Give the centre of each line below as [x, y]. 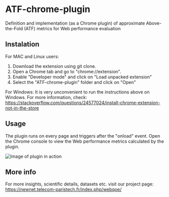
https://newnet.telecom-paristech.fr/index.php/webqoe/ [64, 189]
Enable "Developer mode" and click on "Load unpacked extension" [82, 77]
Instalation [22, 44]
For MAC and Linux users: [32, 56]
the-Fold [14, 28]
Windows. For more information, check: [46, 97]
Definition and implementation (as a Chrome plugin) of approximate [75, 23]
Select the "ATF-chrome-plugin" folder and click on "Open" [74, 82]
